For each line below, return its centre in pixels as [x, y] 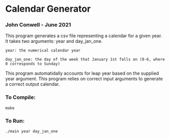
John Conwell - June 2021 [38, 25]
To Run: [15, 121]
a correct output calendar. [33, 84]
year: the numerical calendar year [43, 51]
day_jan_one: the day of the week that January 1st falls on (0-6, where [85, 60]
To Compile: [21, 97]
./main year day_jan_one [32, 131]
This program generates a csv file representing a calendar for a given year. [84, 36]
